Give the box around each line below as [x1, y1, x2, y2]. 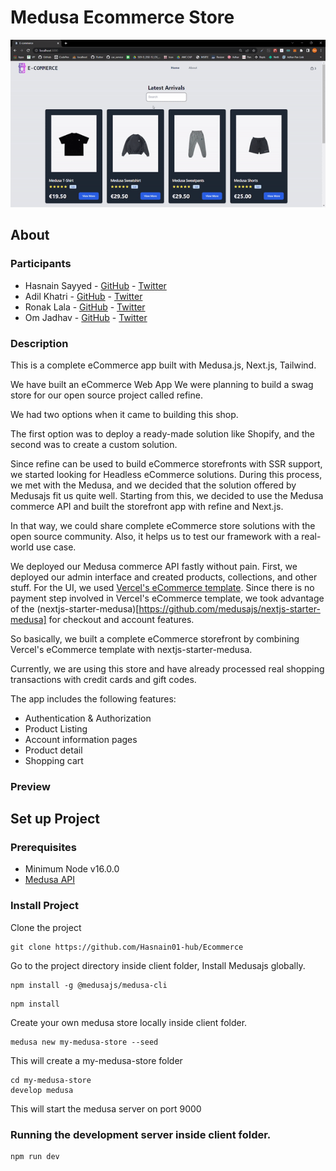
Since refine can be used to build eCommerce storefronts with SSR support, [10, 457, 323, 470]
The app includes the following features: [10, 692, 177, 705]
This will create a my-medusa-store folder [10, 1054, 183, 1066]
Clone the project [10, 921, 82, 933]
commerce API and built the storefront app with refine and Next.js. [10, 500, 284, 512]
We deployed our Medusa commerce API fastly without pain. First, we [10, 560, 298, 572]
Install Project [10, 899, 79, 913]
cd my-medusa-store [10, 1075, 92, 1085]
